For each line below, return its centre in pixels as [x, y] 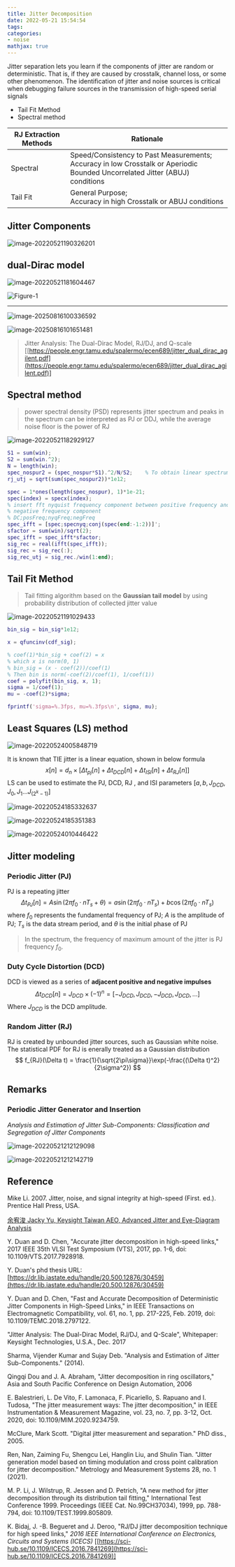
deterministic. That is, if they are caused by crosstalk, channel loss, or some [117, 74]
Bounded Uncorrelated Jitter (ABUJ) [130, 172]
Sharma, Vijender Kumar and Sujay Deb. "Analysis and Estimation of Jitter [113, 1356]
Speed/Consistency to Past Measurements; [141, 155]
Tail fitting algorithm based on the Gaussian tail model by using [116, 596]
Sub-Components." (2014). [46, 1363]
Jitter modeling [41, 856]
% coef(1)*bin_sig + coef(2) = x [56, 655]
